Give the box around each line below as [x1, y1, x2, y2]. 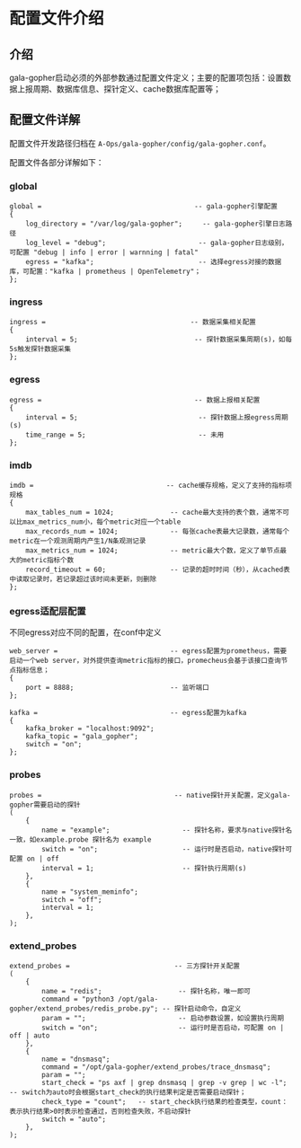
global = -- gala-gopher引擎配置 [9, 202, 279, 211]
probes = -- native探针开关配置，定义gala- [9, 790, 291, 799]
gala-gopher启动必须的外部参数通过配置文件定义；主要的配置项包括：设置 [9, 73, 284, 83]
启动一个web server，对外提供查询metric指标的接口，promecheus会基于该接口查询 [9, 657, 281, 666]
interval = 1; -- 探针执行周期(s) [41, 863, 247, 872]
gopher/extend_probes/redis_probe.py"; [9, 1003, 159, 1013]
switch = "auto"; [41, 1115, 106, 1124]
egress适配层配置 [9, 605, 87, 617]
